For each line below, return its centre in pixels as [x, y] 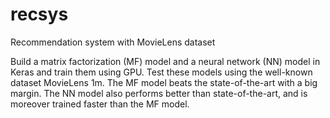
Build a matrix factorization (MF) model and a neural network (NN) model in [165, 61]
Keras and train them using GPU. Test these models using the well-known [161, 72]
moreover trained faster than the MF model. [100, 104]
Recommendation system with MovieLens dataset [113, 42]
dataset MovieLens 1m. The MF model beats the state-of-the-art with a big [164, 82]
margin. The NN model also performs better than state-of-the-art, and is [159, 93]
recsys [39, 14]
